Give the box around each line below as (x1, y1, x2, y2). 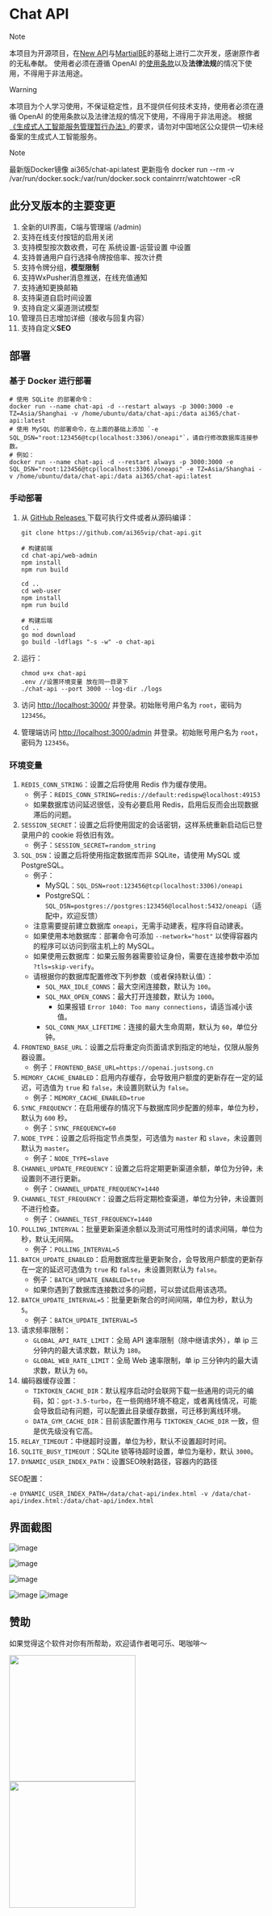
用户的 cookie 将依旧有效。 (27, 830, 119, 840)
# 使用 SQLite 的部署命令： (9, 395, 94, 404)
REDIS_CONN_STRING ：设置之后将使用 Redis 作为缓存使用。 (20, 779, 211, 789)
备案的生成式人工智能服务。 (9, 131, 102, 141)
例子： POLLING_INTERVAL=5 (32, 1244, 120, 1254)
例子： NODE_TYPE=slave (32, 1154, 109, 1163)
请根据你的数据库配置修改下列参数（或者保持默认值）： (32, 972, 214, 981)
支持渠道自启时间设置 (20, 293, 92, 302)
